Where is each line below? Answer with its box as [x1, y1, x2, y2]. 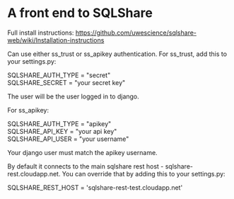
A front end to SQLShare [7, 5, 153, 21]
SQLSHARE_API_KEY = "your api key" [7, 127, 117, 135]
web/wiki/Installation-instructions [7, 35, 105, 44]
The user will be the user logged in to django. [7, 92, 139, 101]
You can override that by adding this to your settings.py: [62, 169, 226, 178]
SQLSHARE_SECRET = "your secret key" [7, 78, 126, 86]
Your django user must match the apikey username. [7, 148, 158, 157]
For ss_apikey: [7, 106, 49, 114]
